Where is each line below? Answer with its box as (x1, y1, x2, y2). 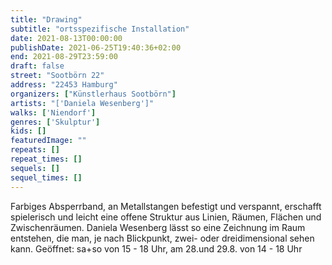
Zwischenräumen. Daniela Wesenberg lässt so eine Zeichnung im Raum (10, 221, 306, 233)
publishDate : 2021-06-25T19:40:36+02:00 (10, 42, 182, 53)
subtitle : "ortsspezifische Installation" (10, 24, 190, 34)
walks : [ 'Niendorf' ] (10, 107, 97, 118)
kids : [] (10, 126, 47, 136)
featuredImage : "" (10, 136, 87, 146)
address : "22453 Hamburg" (10, 80, 118, 90)
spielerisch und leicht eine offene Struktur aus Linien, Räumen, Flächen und (10, 211, 322, 223)
